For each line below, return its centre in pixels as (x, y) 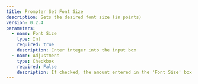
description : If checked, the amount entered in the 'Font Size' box (105, 72)
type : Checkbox (36, 61)
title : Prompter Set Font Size (45, 12)
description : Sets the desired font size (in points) (74, 17)
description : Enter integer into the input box (76, 50)
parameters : (21, 28)
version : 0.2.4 (25, 22)
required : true (36, 45)
